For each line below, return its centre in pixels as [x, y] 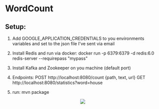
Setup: [16, 27]
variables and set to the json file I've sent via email [63, 44]
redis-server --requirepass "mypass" [50, 58]
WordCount [29, 9]
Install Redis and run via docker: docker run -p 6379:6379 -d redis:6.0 [83, 53]
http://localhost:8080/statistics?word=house [57, 82]
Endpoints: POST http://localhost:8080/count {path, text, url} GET [79, 77]
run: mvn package [31, 92]
